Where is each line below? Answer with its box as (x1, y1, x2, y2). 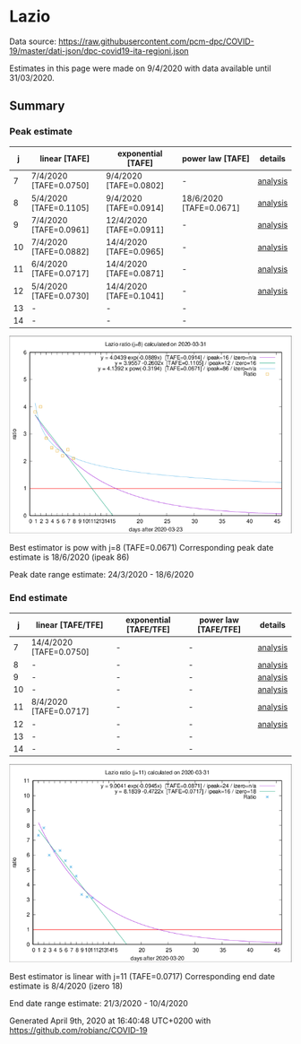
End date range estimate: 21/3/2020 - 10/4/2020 (9, 997, 188, 1008)
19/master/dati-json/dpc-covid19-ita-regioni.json (9, 45, 190, 56)
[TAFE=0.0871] (106, 268, 164, 279)
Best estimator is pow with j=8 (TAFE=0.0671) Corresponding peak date (9, 543, 274, 553)
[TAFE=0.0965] (106, 247, 164, 257)
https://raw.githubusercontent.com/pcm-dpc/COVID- (57, 36, 255, 47)
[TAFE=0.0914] (106, 202, 164, 213)
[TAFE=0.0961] (30, 224, 90, 235)
